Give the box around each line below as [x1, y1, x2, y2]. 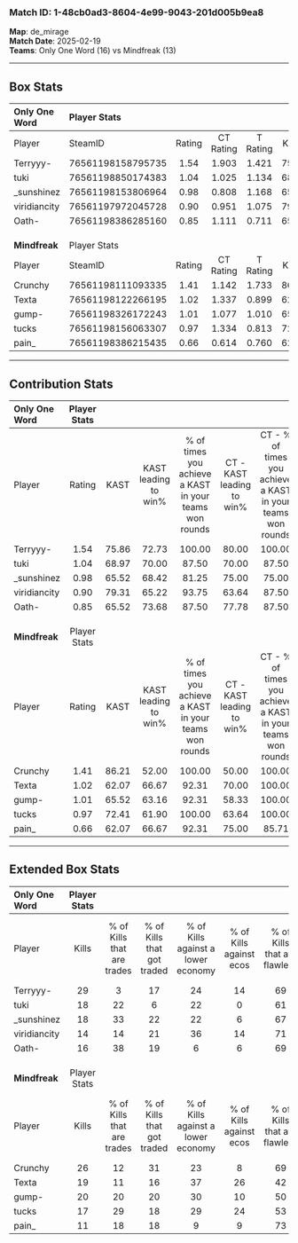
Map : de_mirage [9, 27, 69, 37]
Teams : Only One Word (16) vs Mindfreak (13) [9, 45, 176, 56]
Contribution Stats [9, 376, 114, 391]
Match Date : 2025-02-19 [9, 35, 101, 46]
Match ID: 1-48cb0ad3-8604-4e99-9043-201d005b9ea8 [9, 6, 264, 19]
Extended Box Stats [9, 862, 120, 877]
